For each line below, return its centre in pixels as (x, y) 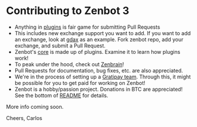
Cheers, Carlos (24, 118)
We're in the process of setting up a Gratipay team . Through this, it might (103, 77)
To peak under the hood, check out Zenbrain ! (69, 64)
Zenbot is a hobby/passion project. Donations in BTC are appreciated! (98, 89)
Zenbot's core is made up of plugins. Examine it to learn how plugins (97, 52)
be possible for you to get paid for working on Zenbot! (80, 83)
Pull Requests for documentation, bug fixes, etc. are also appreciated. (99, 70)
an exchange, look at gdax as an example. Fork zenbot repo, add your (99, 39)
